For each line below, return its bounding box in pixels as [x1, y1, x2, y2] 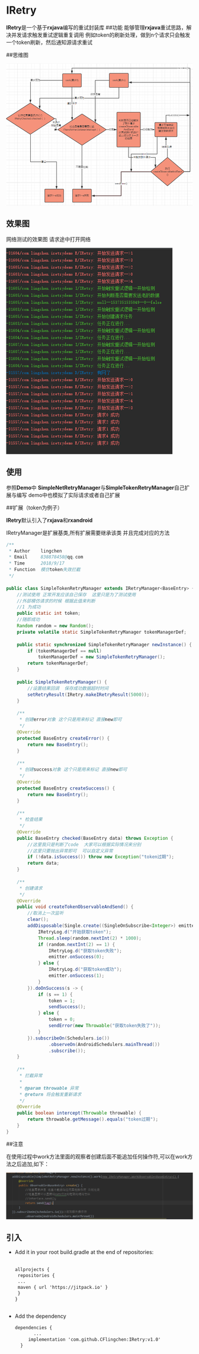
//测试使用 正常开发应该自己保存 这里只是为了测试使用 [17, 592, 136, 598]
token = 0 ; [48, 1016, 76, 1022]
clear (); [27, 916, 49, 923]
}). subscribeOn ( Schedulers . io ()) [27, 1035, 110, 1041]
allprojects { [14, 1267, 50, 1273]
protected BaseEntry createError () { [17, 735, 110, 741]
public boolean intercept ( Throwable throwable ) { [17, 1110, 142, 1116]
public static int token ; [17, 611, 81, 617]
